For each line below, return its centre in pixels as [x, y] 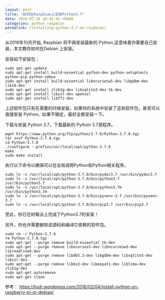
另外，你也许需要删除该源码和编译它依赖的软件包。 [57, 225]
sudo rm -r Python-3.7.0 [30, 234]
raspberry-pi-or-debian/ [29, 292]
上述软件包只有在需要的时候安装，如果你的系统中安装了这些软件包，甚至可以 [82, 108]
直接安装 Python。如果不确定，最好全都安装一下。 [56, 114]
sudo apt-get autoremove [30, 273]
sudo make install [24, 156]
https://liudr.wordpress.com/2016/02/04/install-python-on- [79, 287]
